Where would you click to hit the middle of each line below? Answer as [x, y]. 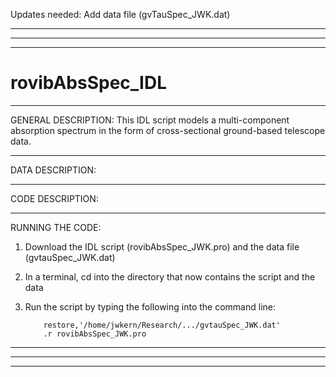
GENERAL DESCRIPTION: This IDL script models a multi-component [150, 120]
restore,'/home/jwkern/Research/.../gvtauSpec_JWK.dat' [162, 325]
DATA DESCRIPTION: [53, 170]
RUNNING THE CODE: [56, 227]
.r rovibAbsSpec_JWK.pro [95, 334]
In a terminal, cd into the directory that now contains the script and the [170, 276]
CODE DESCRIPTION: [54, 198]
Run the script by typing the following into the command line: [150, 306]
